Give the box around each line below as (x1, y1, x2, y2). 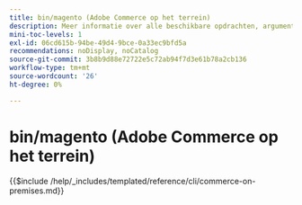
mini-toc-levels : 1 (9, 30, 83, 39)
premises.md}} (9, 185, 65, 196)
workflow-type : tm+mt (9, 64, 91, 73)
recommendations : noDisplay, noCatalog (9, 47, 159, 56)
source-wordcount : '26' (9, 72, 99, 81)
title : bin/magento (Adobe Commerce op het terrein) (9, 13, 211, 22)
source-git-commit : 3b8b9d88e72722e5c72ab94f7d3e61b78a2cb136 (9, 55, 247, 64)
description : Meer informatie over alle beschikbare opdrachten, (9, 22, 259, 31)
